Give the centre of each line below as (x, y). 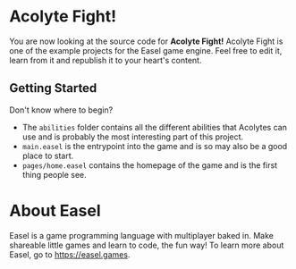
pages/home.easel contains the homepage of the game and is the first (150, 165)
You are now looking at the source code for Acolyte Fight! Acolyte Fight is (146, 41)
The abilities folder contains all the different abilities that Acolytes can (155, 127)
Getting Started (53, 88)
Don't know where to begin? (61, 110)
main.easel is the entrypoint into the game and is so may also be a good (155, 146)
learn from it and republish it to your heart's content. (106, 60)
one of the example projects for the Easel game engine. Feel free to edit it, (146, 50)
